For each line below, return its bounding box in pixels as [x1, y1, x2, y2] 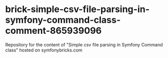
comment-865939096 [5, 25, 102, 36]
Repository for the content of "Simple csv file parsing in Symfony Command [5, 41, 163, 47]
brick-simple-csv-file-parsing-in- [5, 4, 150, 15]
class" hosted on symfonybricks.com [5, 47, 83, 53]
